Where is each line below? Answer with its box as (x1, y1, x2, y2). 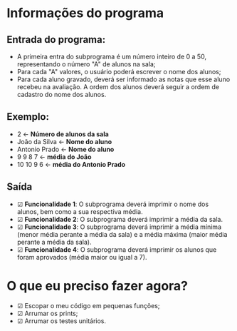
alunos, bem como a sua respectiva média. (16, 207, 143, 215)
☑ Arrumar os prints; (16, 309, 78, 317)
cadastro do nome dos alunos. (16, 91, 107, 98)
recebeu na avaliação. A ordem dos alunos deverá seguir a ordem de (16, 83, 220, 91)
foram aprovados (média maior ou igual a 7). (16, 253, 147, 261)
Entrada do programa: (6, 34, 106, 46)
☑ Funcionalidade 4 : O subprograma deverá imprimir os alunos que (16, 245, 217, 254)
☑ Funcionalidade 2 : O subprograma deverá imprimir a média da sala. (16, 215, 223, 223)
